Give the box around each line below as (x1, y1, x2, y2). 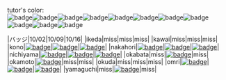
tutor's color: (7, 6, 44, 14)
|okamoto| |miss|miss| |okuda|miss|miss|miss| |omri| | (7, 58, 210, 65)
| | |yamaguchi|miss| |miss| (32, 65, 157, 73)
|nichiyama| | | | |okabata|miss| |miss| (7, 50, 209, 58)
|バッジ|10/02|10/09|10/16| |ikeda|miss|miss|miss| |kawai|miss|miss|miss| (7, 35, 218, 43)
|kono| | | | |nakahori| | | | (7, 43, 220, 51)
